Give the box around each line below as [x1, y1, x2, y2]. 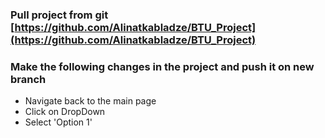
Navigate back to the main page [24, 95, 157, 107]
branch [10, 72, 47, 86]
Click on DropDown [24, 106, 106, 118]
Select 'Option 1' [24, 116, 93, 128]
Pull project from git [10, 8, 109, 22]
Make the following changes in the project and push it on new [10, 59, 315, 73]
